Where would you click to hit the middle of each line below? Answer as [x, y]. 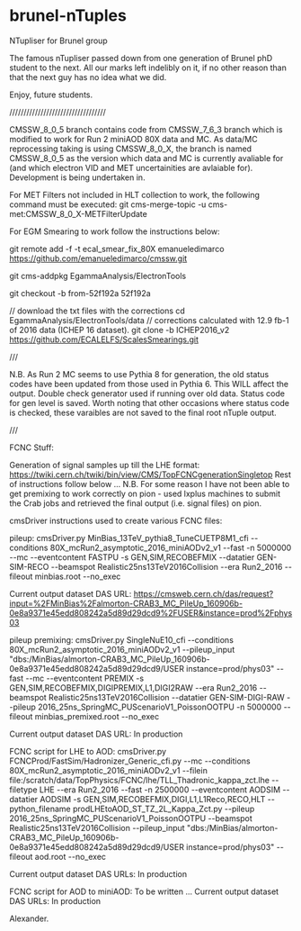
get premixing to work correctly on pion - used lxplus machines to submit [145, 493]
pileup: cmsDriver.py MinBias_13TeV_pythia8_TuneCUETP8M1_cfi [129, 538]
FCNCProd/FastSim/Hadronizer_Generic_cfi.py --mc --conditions [130, 761]
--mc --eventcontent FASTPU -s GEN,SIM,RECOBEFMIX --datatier [132, 557]
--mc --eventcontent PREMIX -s [85, 678]
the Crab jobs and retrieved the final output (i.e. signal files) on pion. [136, 503]
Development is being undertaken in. [77, 177]
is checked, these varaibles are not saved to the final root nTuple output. [143, 412]
